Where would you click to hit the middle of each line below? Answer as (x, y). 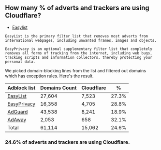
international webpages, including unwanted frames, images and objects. (81, 40)
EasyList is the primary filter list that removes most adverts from (77, 36)
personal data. (20, 62)
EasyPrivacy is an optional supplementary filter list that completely (79, 49)
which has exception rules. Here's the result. (49, 76)
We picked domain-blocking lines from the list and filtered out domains (76, 70)
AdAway (17, 119)
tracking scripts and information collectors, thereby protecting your (79, 57)
